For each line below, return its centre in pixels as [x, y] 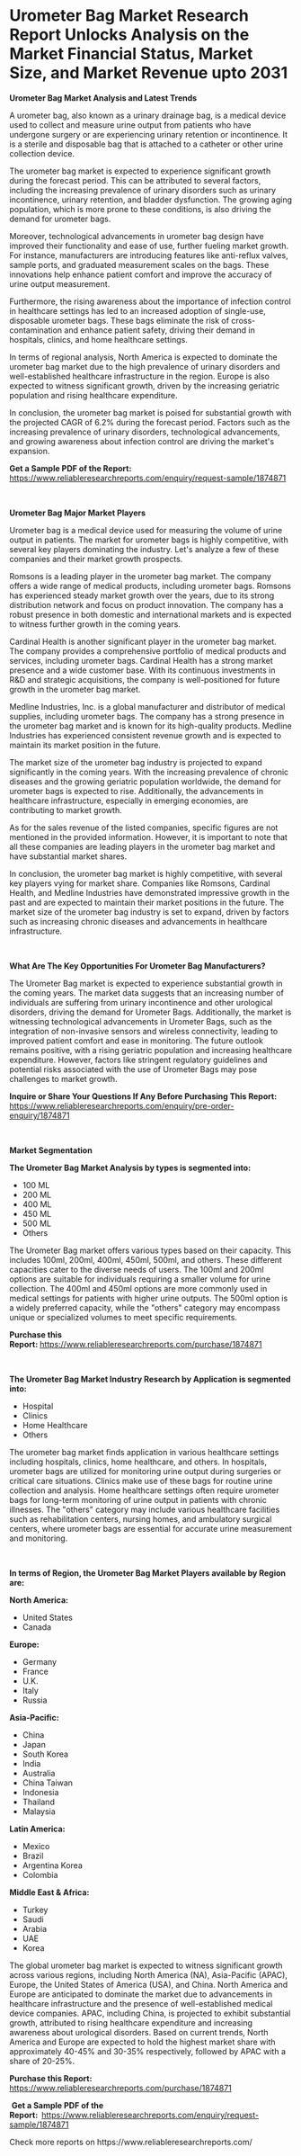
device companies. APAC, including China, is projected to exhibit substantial [150, 2013]
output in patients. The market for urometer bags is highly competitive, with [149, 540]
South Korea [45, 1754]
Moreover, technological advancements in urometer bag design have [137, 236]
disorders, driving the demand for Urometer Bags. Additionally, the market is [150, 1012]
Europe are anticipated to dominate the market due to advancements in [141, 1994]
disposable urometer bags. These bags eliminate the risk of [120, 320]
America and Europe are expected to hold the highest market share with [142, 2042]
